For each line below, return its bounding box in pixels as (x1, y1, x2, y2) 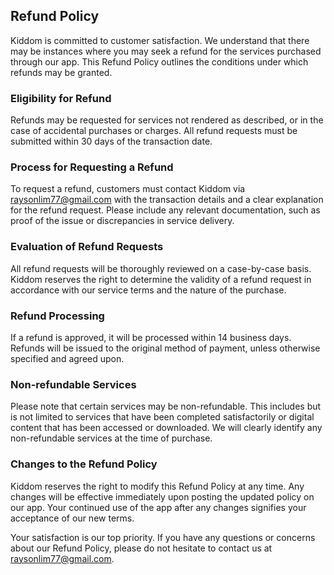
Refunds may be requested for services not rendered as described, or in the (10, 114, 324, 126)
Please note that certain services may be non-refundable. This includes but (10, 400, 322, 413)
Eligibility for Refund (10, 91, 112, 105)
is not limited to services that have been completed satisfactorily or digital (10, 411, 315, 423)
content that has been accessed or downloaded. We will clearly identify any (10, 422, 323, 434)
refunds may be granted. (10, 66, 113, 78)
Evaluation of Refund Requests (10, 240, 164, 254)
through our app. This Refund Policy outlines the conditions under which (10, 55, 309, 68)
